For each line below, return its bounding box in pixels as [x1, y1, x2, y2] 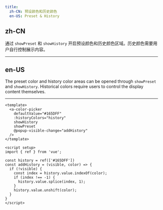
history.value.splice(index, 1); [17, 179, 86, 184]
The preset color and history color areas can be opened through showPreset [5, 78, 157, 85]
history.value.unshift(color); [14, 188, 77, 193]
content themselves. [5, 89, 46, 95]
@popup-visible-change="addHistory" [14, 128, 88, 133]
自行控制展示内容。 [9, 47, 48, 52]
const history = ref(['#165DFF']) [5, 158, 75, 163]
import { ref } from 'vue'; [5, 150, 62, 155]
